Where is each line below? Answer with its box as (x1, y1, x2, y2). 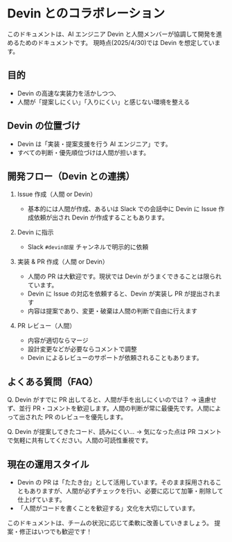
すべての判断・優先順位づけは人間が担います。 (17, 148, 150, 156)
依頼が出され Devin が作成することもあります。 (33, 213, 168, 222)
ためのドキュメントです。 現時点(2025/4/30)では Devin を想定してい (19, 38, 215, 46)
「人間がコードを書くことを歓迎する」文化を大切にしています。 (17, 504, 199, 512)
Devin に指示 (17, 228, 54, 237)
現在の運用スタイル (7, 458, 89, 470)
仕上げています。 (17, 496, 66, 503)
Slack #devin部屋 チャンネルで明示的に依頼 (27, 243, 149, 251)
